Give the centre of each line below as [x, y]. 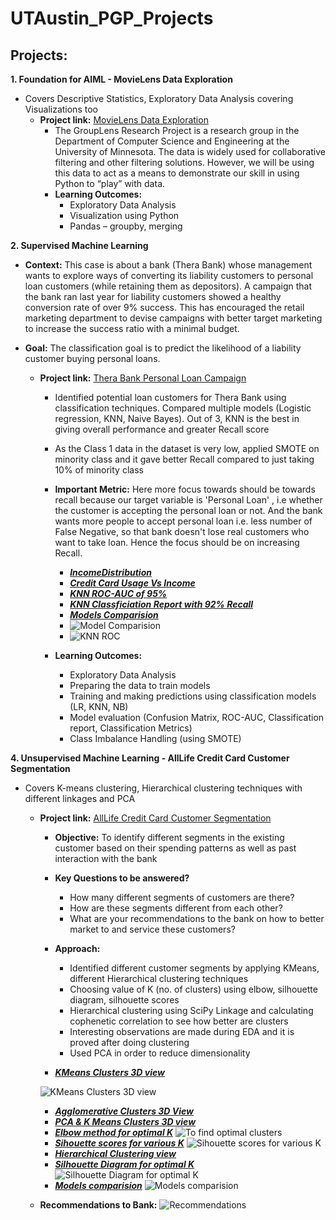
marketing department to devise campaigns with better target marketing [173, 318]
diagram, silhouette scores [124, 1000]
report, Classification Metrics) [131, 728]
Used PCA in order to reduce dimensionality [160, 1053]
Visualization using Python [124, 215]
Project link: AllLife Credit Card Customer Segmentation [155, 818]
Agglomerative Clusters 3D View [124, 1111]
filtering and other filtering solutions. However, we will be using [184, 162]
